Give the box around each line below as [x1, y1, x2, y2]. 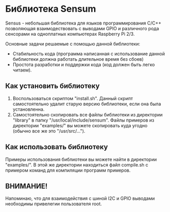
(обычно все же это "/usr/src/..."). [12, 128, 86, 134]
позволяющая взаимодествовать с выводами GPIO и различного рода [5, 25, 159, 31]
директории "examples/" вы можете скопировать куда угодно [12, 122, 148, 128]
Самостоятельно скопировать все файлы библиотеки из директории [12, 111, 163, 117]
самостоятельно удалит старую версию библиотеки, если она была [12, 101, 161, 107]
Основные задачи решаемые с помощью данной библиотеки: [5, 40, 140, 46]
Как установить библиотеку [5, 82, 100, 90]
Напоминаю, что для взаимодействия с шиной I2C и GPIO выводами [5, 195, 155, 202]
